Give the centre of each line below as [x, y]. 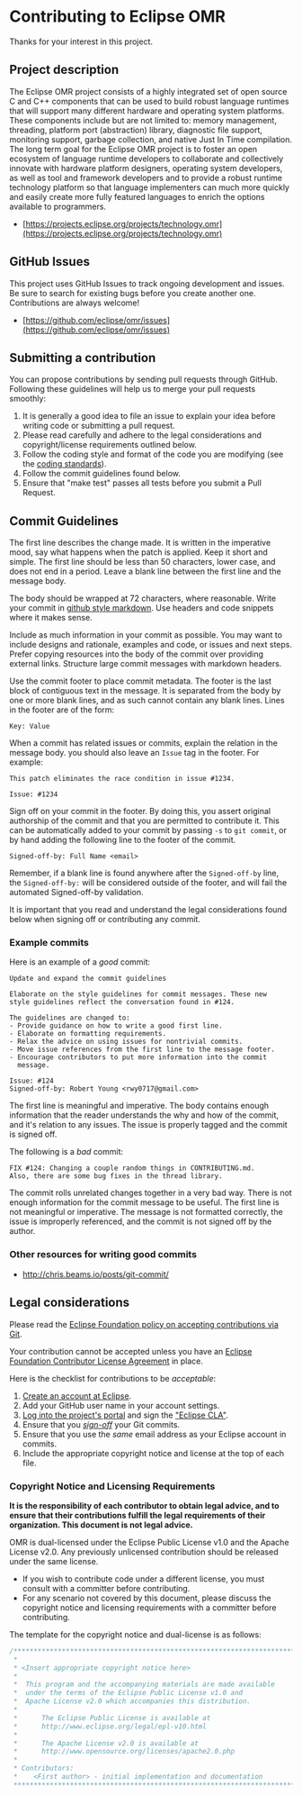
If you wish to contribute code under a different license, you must [143, 1579]
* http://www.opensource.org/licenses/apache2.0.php [124, 1752]
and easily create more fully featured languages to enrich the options [137, 196]
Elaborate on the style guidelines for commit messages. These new [138, 994]
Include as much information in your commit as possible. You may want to [146, 635]
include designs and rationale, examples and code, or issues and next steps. [151, 645]
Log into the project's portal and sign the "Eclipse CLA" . [125, 1415]
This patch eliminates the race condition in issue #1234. [122, 779]
